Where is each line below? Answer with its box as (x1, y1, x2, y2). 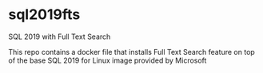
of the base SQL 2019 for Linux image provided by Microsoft (8, 56, 207, 65)
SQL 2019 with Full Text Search (8, 32, 111, 41)
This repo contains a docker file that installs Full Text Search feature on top (8, 47, 256, 56)
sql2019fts (8, 6, 81, 24)
